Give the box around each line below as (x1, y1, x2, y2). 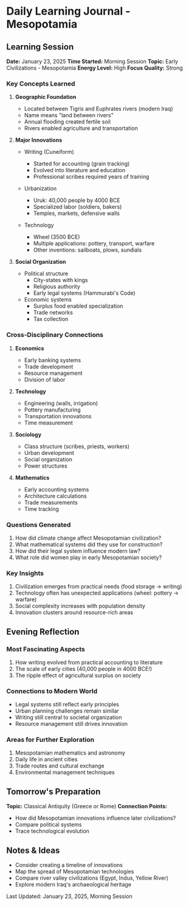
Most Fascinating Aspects (6, 645, 85, 653)
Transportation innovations (24, 412, 92, 419)
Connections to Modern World (6, 687, 98, 695)
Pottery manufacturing (24, 406, 81, 413)
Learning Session (6, 42, 74, 52)
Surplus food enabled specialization (33, 302, 123, 310)
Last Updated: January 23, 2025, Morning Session (6, 893, 132, 900)
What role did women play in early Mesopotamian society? (15, 554, 162, 561)
